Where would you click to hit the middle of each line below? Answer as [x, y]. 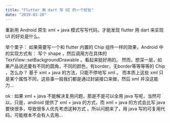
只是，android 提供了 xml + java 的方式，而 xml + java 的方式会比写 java [90, 102]
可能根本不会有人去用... [39, 115]
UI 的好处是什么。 [24, 36]
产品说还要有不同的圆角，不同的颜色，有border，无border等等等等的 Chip [87, 66]
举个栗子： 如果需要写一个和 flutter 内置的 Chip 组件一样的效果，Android [82, 47]
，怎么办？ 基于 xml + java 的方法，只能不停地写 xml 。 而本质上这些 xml [82, 72]
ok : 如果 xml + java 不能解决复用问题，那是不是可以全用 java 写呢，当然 [81, 96]
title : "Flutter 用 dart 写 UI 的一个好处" [50, 10]
